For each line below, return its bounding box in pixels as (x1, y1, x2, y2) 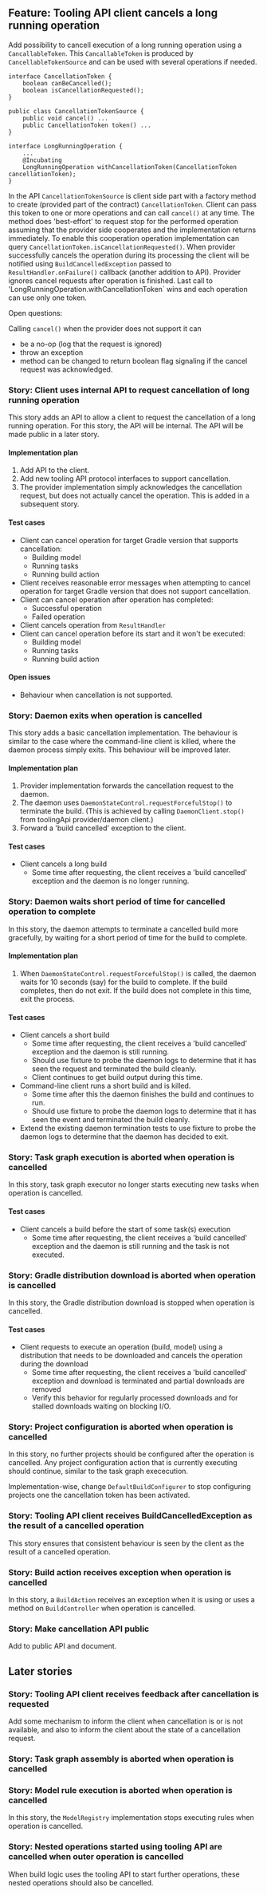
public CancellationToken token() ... (22, 121, 151, 129)
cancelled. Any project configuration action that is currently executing (8, 1458, 238, 1468)
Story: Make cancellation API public (8, 1623, 150, 1634)
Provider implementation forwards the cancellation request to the (19, 781, 234, 790)
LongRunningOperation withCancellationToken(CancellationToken (22, 163, 238, 171)
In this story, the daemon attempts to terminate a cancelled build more (8, 924, 239, 934)
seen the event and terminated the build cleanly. (31, 1115, 190, 1125)
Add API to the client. (19, 466, 90, 475)
